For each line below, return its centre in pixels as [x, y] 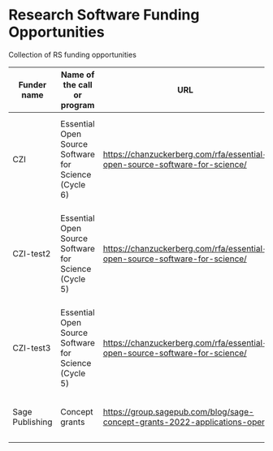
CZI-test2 [32, 253]
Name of [78, 75]
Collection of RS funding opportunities [72, 54]
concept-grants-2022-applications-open [185, 422]
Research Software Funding [104, 15]
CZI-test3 [32, 348]
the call [78, 84]
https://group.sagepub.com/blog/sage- [178, 411]
